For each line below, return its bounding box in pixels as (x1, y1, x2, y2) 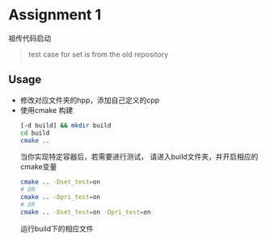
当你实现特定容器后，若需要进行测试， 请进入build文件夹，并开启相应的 (19, 152, 259, 162)
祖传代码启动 (8, 33, 51, 43)
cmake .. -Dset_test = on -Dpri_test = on (19, 208, 151, 216)
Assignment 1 (8, 6, 102, 24)
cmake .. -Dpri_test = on (19, 193, 101, 202)
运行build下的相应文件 (19, 223, 95, 233)
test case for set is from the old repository (27, 49, 169, 59)
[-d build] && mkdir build (19, 121, 112, 130)
